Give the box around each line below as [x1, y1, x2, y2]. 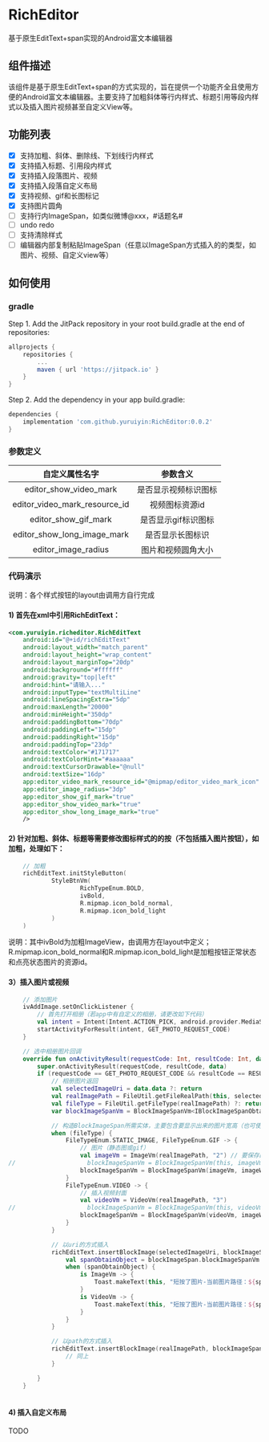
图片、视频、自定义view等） [19, 251, 114, 260]
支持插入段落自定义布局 [19, 181, 98, 190]
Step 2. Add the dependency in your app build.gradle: [8, 395, 186, 405]
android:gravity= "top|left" [22, 673, 116, 681]
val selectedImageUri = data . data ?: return [50, 1085, 203, 1093]
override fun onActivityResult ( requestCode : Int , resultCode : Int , [22, 1055, 252, 1063]
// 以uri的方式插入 [50, 1240, 110, 1248]
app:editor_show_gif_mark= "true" [22, 793, 134, 801]
